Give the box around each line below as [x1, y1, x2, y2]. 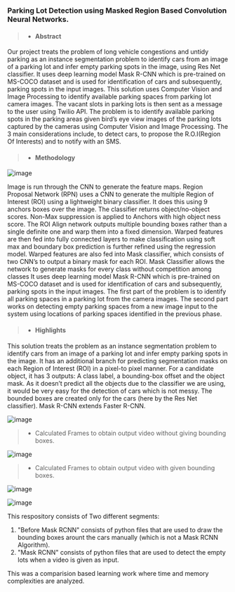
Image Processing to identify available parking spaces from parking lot [7, 92, 212, 101]
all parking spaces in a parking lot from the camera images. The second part [7, 295, 229, 303]
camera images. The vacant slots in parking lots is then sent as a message [7, 100, 223, 108]
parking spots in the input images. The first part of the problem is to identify [7, 287, 227, 296]
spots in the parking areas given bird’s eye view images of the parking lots [7, 115, 222, 123]
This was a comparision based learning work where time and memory [7, 569, 209, 577]
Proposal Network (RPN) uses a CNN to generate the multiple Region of [7, 190, 214, 199]
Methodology [34, 153, 76, 162]
